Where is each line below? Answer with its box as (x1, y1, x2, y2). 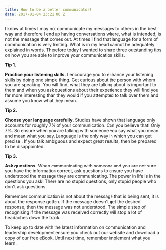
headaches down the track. (5, 214, 61, 220)
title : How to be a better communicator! (5, 7, 92, 12)
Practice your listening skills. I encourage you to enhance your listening (5, 71, 154, 77)
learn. (5, 240, 17, 246)
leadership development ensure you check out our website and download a (5, 229, 159, 235)
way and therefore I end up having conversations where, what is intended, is (5, 31, 161, 37)
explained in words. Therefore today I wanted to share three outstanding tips (5, 47, 162, 53)
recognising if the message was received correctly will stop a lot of (5, 209, 142, 215)
